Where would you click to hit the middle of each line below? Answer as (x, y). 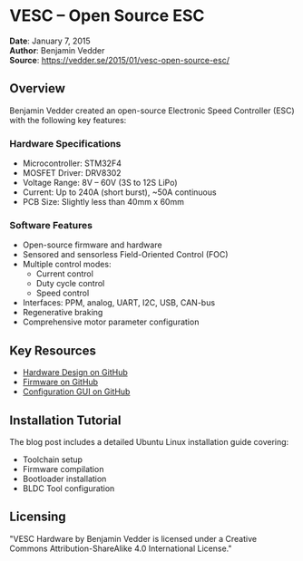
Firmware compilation (63, 469)
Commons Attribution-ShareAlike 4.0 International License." (121, 548)
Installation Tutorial (65, 420)
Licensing (38, 517)
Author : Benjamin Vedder (57, 50)
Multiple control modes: (67, 265)
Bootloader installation (64, 479)
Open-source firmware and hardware (92, 245)
